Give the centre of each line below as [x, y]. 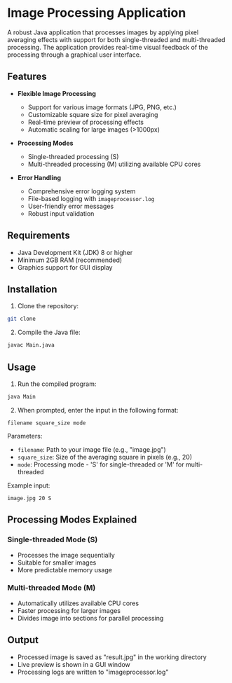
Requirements [39, 236]
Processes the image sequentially [66, 555]
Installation [32, 289]
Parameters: [25, 436]
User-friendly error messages [71, 206]
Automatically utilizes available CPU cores [78, 603]
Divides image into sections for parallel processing [90, 618]
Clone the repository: [48, 306]
